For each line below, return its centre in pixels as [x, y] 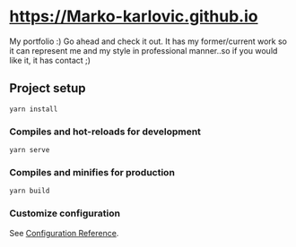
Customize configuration [65, 214]
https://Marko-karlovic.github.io [134, 17]
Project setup [48, 88]
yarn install [34, 109]
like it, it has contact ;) [50, 60]
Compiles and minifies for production [92, 172]
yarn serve [30, 150]
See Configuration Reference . [64, 233]
